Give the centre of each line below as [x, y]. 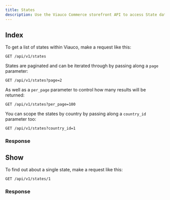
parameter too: [21, 119]
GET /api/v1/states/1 [28, 179]
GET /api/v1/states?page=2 [34, 81]
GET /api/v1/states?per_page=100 [40, 105]
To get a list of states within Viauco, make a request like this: [68, 47]
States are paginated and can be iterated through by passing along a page [82, 66]
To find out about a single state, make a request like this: [64, 170]
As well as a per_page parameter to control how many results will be [76, 90]
